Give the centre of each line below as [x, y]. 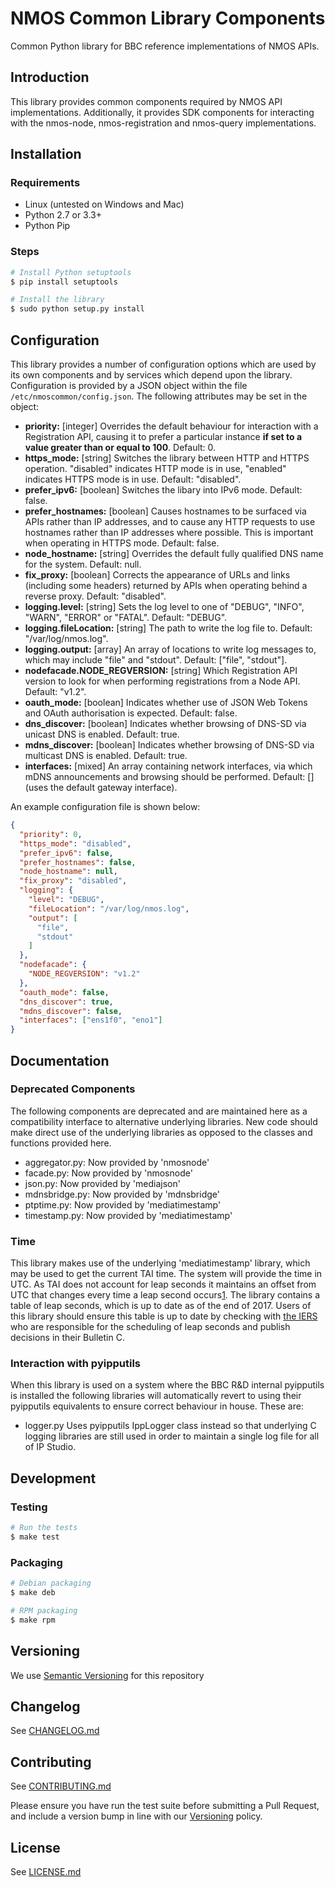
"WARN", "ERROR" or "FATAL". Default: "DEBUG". [126, 618]
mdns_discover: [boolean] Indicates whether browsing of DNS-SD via [169, 745]
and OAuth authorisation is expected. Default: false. [131, 713]
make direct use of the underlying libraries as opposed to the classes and [161, 1132]
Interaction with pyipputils [75, 1364]
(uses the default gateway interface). [101, 788]
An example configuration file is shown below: [105, 807]
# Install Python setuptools [71, 272]
